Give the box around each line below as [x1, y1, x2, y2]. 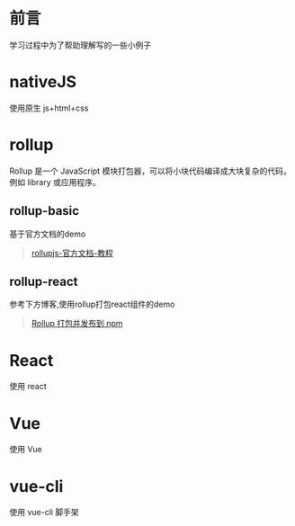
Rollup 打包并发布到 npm [31, 318, 123, 329]
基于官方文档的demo [9, 228, 86, 239]
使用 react [9, 381, 47, 392]
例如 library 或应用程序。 [9, 176, 101, 187]
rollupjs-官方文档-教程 [31, 247, 114, 258]
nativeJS [9, 72, 77, 93]
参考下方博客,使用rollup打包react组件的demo [9, 299, 175, 310]
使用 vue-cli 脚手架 [9, 507, 79, 518]
